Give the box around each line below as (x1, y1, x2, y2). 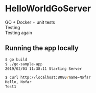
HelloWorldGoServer (5, 3, 91, 14)
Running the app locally (5, 44, 79, 52)
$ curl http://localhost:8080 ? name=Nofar (5, 75, 91, 80)
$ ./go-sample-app (5, 62, 43, 66)
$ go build (5, 57, 27, 62)
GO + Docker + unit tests (5, 19, 55, 25)
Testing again (5, 30, 33, 35)
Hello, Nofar (5, 80, 32, 85)
